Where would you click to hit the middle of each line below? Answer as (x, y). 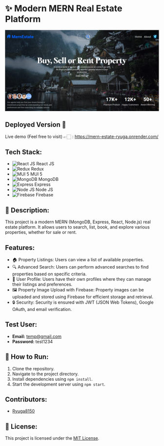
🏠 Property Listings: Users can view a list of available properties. (78, 259)
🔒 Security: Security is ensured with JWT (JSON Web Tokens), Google (83, 302)
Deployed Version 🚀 (36, 125)
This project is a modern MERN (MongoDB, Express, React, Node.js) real (78, 222)
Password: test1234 (32, 341)
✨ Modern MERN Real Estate (64, 9)
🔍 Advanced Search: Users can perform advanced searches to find (80, 267)
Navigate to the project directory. (45, 374)
